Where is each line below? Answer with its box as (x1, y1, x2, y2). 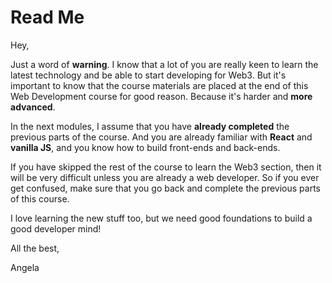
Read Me (10, 6, 85, 29)
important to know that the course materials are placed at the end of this (10, 79, 309, 91)
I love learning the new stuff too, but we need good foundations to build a (10, 212, 313, 224)
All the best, (10, 242, 60, 254)
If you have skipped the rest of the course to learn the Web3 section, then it (10, 161, 322, 173)
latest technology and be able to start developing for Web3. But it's (10, 69, 287, 81)
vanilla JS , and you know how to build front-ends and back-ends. (10, 141, 281, 153)
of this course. (10, 192, 70, 205)
